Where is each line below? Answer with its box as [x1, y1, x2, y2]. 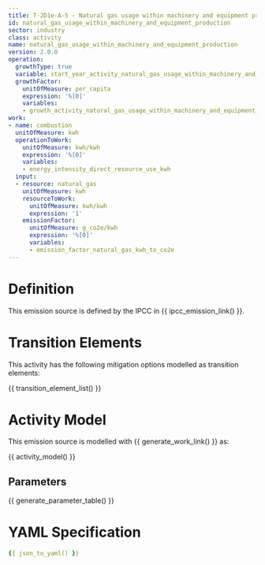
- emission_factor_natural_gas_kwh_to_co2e [28, 246, 175, 254]
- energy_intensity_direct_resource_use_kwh [22, 165, 171, 173]
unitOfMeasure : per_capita [22, 84, 111, 93]
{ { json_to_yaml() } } [8, 549, 80, 558]
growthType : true [15, 63, 73, 71]
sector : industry [8, 26, 65, 34]
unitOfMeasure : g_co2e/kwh [28, 224, 118, 232]
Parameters [8, 474, 67, 489]
